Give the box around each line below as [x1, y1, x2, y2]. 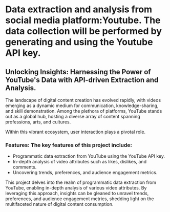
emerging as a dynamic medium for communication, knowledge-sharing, [5, 102, 159, 109]
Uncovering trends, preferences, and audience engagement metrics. [12, 169, 158, 176]
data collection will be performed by [5, 26, 162, 37]
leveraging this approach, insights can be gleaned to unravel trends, [5, 190, 149, 197]
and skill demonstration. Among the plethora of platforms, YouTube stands [5, 108, 162, 114]
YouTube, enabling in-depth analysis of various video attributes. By [5, 185, 147, 191]
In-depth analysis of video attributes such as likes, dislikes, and [12, 159, 147, 165]
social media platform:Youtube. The [5, 14, 161, 26]
